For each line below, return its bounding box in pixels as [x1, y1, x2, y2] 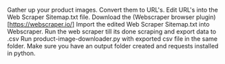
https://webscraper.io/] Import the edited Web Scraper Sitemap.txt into [9, 20, 210, 28]
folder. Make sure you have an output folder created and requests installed [7, 42, 219, 50]
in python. [7, 49, 36, 57]
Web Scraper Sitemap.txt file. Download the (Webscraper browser [7, 13, 195, 21]
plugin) [195, 13, 216, 21]
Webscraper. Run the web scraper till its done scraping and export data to [7, 27, 217, 35]
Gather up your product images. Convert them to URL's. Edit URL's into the [7, 6, 218, 14]
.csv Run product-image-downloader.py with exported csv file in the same [7, 35, 218, 43]
